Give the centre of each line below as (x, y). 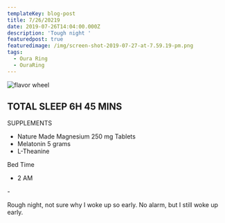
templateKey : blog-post (42, 14)
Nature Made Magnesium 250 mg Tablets (76, 136)
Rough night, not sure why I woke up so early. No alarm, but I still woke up (113, 205)
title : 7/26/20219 (34, 20)
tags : (15, 53)
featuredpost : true (35, 39)
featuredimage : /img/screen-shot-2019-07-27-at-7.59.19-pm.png (100, 46)
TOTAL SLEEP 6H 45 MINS (65, 107)
